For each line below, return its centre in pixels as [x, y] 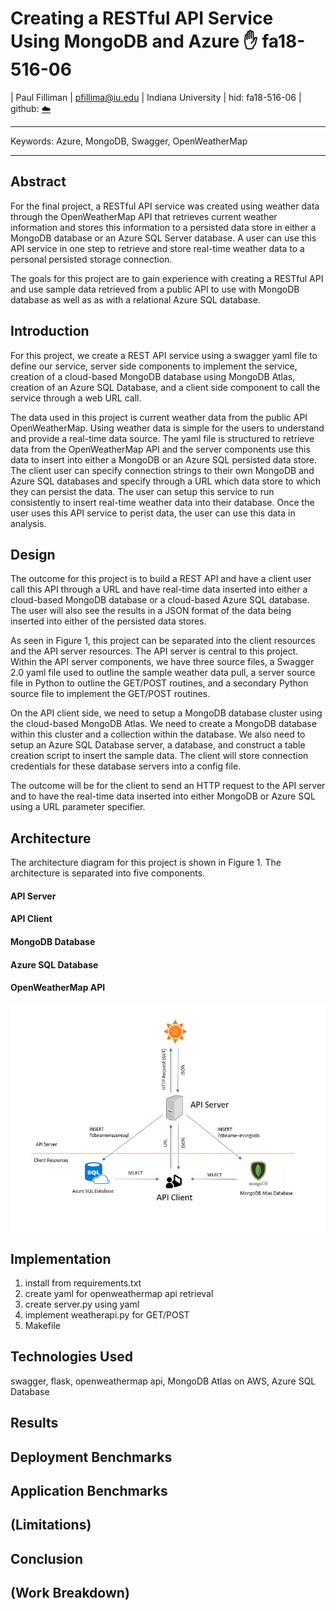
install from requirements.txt [83, 1283]
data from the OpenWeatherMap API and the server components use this [160, 449]
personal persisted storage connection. [91, 259]
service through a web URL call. [76, 398]
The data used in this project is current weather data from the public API [159, 417]
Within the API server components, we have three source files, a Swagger [162, 662]
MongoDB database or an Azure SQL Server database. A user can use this [163, 238]
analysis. [28, 523]
